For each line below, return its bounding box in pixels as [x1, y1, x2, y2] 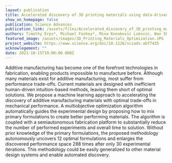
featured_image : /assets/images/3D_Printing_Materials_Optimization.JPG [5, 36, 164, 42]
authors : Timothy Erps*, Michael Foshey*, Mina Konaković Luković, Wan [5, 31, 161, 36]
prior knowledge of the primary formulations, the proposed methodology [5, 130, 159, 136]
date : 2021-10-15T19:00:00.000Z [5, 50, 74, 55]
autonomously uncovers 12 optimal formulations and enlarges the [5, 135, 143, 141]
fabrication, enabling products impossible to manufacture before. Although [5, 70, 163, 76]
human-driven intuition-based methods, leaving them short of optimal [5, 86, 153, 92]
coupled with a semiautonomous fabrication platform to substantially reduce [5, 119, 166, 125]
